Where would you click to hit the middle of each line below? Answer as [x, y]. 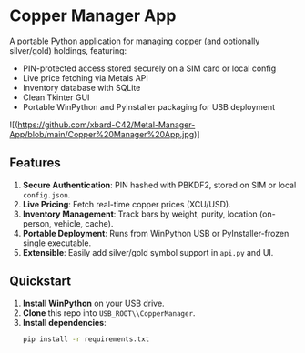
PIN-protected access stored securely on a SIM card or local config [149, 68]
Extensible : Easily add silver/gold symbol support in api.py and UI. [148, 252]
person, [37, 223]
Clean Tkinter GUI [56, 97]
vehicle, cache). [83, 223]
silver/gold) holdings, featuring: [68, 50]
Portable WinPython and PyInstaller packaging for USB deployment [149, 106]
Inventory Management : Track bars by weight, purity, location [140, 214]
